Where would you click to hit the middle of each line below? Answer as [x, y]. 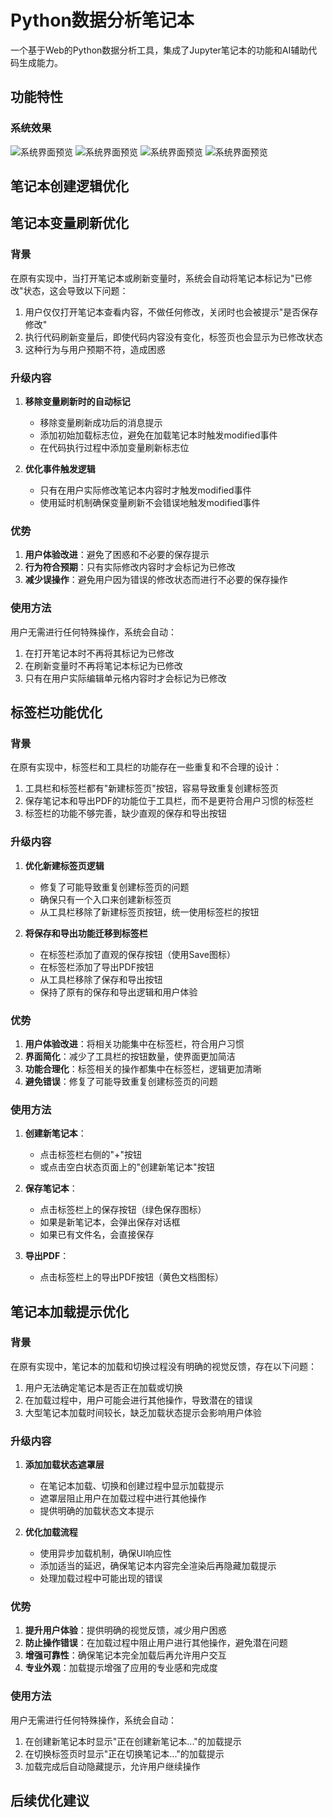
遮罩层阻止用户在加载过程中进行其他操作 [123, 1498]
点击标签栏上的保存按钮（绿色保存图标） [123, 1210]
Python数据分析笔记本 [102, 20]
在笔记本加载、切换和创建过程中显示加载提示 [132, 1486]
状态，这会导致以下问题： [76, 290]
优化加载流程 [51, 1532]
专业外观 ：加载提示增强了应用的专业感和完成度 [121, 1668]
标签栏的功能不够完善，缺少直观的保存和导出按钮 [125, 813]
